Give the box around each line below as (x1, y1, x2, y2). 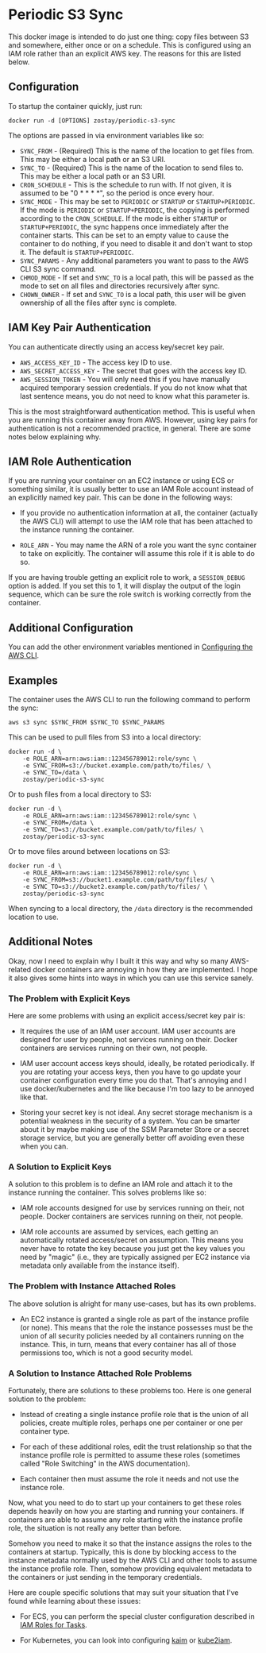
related (8, 964, 32, 974)
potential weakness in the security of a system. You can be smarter (19, 1116, 241, 1126)
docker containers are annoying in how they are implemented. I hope (33, 964, 258, 974)
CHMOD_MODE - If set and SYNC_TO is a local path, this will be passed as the (19, 272, 254, 282)
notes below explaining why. (8, 431, 102, 442)
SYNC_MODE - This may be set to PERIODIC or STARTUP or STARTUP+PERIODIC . (19, 196, 256, 206)
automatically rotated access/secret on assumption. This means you (19, 1235, 244, 1245)
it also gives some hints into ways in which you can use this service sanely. (8, 973, 254, 983)
